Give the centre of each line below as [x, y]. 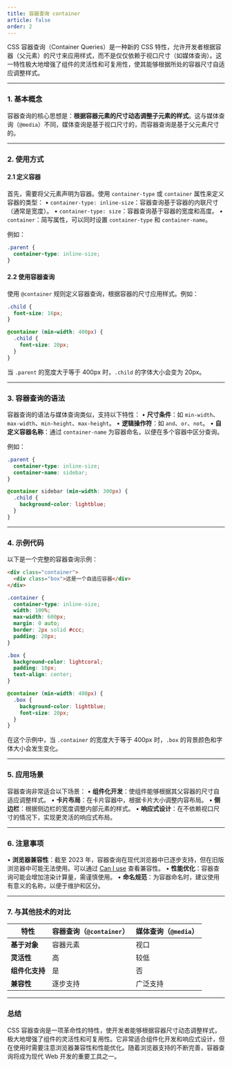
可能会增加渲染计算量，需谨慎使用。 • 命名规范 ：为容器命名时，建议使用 [116, 876]
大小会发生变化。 [37, 748]
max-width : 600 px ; [40, 617]
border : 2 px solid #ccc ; [49, 630]
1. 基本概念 [25, 99]
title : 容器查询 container [44, 14]
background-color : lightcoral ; [58, 662]
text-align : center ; [43, 675]
